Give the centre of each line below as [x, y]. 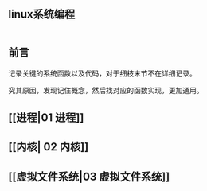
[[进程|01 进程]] [46, 118]
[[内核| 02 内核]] [49, 147]
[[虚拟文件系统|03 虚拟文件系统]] [89, 176]
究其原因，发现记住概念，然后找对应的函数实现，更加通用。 [106, 90]
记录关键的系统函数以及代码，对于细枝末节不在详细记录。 [102, 73]
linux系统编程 [42, 14]
